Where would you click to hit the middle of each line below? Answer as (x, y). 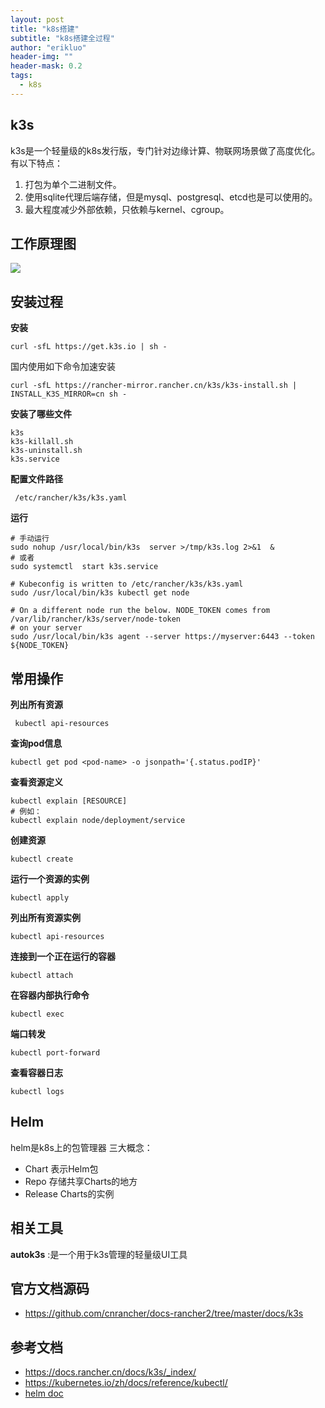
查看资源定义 (36, 782)
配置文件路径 (36, 479)
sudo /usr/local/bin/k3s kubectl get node (100, 593)
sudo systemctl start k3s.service (84, 567)
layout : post (37, 19)
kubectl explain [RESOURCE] (69, 801)
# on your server (46, 628)
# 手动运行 (30, 539)
